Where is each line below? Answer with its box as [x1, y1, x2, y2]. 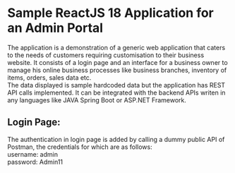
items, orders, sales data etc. [7, 73, 92, 82]
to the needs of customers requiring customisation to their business [7, 51, 205, 59]
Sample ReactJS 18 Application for [7, 5, 214, 21]
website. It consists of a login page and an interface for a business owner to [7, 58, 228, 66]
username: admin [7, 150, 59, 158]
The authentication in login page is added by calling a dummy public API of [7, 135, 225, 143]
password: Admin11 [7, 157, 64, 166]
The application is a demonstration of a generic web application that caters [7, 43, 226, 52]
